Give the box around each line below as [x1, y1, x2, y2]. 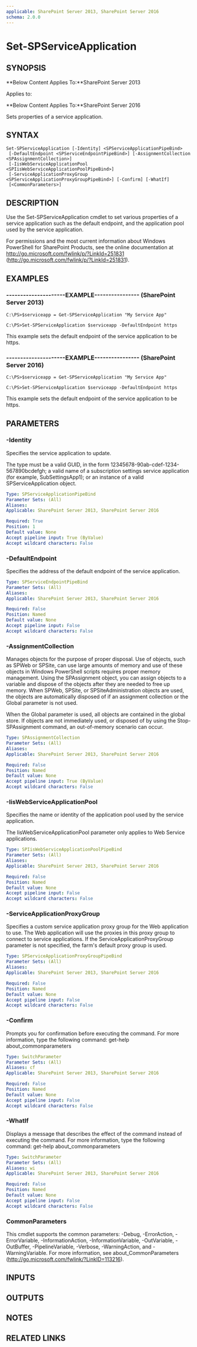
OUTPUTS [6, 1293, 44, 1303]
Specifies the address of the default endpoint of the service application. [6, 567, 181, 574]
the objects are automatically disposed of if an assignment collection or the [6, 693, 189, 700]
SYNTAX [6, 130, 39, 140]
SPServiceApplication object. [6, 479, 76, 487]
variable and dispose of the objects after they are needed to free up [6, 681, 171, 688]
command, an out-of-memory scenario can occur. [42, 724, 163, 731]
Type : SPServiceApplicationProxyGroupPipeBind [6, 953, 122, 959]
